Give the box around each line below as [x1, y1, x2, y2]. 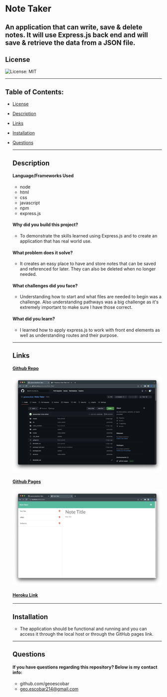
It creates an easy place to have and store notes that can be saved [19, 260, 157, 267]
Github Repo [12, 365, 39, 371]
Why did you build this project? [12, 222, 79, 228]
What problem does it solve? [12, 249, 73, 255]
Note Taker [5, 3, 52, 14]
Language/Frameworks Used [12, 173, 74, 179]
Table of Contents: [5, 88, 64, 96]
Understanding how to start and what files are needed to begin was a [19, 294, 162, 300]
